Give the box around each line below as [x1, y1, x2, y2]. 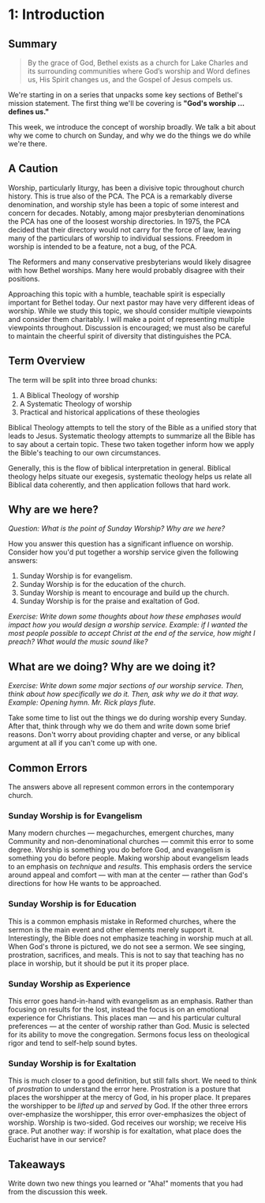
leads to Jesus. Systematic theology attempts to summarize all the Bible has [8, 431, 256, 441]
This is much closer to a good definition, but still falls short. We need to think [8, 1076, 257, 1085]
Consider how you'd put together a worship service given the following [8, 547, 239, 557]
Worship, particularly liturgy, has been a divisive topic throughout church [8, 183, 244, 192]
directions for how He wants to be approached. [8, 879, 162, 888]
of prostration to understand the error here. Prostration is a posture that [8, 1084, 241, 1094]
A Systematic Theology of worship [19, 399, 132, 408]
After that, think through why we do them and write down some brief [8, 721, 231, 731]
